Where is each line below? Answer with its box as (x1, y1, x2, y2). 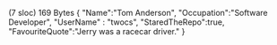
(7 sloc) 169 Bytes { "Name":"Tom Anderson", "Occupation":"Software (8, 8, 268, 18)
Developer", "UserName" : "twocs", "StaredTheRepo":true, (8, 17, 225, 27)
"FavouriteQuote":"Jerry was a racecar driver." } (8, 26, 186, 36)
